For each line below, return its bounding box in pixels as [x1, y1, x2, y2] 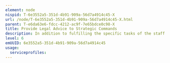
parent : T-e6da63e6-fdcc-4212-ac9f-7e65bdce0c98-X [5, 21, 115, 27]
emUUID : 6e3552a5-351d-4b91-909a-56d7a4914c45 [5, 41, 106, 46]
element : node [5, 7, 36, 13]
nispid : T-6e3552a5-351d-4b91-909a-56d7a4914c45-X [5, 12, 115, 17]
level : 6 [5, 36, 24, 41]
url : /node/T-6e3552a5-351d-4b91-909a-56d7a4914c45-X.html [5, 17, 133, 22]
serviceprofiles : [10, 50, 47, 55]
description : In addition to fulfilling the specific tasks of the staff [5, 31, 165, 36]
